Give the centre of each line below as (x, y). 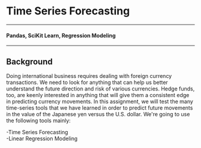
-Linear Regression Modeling (42, 138)
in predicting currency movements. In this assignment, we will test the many (100, 101)
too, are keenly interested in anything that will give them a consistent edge (98, 95)
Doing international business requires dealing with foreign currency (89, 75)
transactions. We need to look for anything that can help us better (87, 82)
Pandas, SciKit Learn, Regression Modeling (61, 35)
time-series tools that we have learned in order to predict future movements (100, 108)
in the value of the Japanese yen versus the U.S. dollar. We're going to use (98, 114)
